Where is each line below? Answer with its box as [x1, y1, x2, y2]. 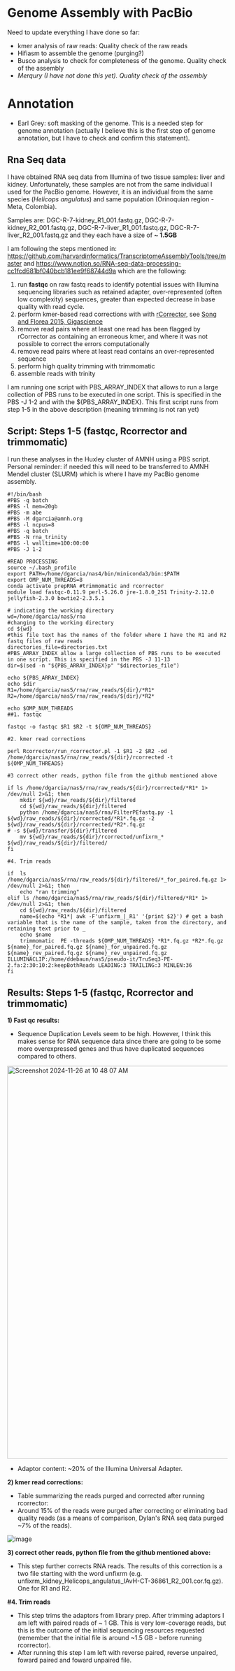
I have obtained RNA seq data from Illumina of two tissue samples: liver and [7, 173, 225, 181]
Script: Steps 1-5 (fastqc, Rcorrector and [7, 425, 187, 438]
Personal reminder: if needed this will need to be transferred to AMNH [7, 462, 209, 471]
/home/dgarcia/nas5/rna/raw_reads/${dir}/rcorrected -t [7, 754, 173, 761]
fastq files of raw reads [7, 638, 83, 645]
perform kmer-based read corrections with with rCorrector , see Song [17, 310, 217, 318]
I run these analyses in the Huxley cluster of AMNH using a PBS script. [7, 454, 211, 463]
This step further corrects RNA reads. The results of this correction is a [17, 1562, 222, 1570]
